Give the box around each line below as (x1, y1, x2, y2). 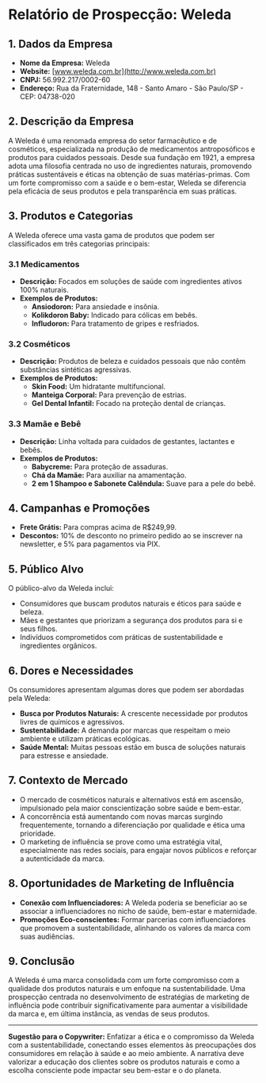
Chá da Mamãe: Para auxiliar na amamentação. (31, 470, 187, 480)
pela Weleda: (8, 693, 51, 702)
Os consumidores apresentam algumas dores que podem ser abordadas (8, 684, 245, 695)
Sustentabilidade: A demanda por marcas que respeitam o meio (19, 725, 231, 735)
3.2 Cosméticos (8, 339, 71, 350)
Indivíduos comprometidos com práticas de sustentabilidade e (19, 633, 223, 642)
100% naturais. (19, 285, 69, 294)
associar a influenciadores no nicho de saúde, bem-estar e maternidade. (19, 906, 257, 916)
